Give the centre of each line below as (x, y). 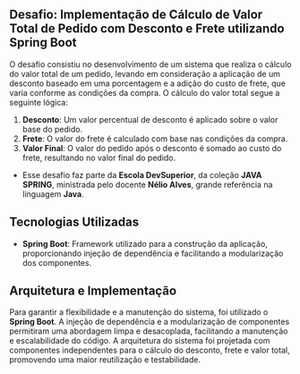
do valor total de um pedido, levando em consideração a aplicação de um (145, 73)
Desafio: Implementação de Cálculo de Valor (136, 15)
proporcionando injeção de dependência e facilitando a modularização (153, 253)
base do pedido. (52, 129)
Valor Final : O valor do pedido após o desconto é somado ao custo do (152, 148)
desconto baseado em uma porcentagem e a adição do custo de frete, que (148, 83)
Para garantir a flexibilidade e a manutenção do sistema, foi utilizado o (139, 312)
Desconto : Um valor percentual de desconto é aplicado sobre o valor (150, 119)
